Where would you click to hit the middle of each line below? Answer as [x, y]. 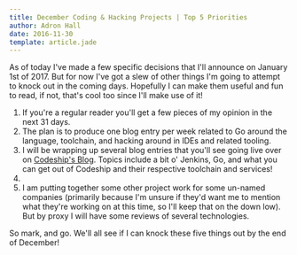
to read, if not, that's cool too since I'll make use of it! [106, 96]
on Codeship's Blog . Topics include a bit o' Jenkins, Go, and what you [149, 159]
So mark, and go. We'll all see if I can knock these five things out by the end [148, 233]
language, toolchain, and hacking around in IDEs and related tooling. [147, 141]
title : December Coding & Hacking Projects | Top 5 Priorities [129, 17]
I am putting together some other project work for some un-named [144, 188]
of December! [35, 243]
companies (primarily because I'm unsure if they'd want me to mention [151, 197]
